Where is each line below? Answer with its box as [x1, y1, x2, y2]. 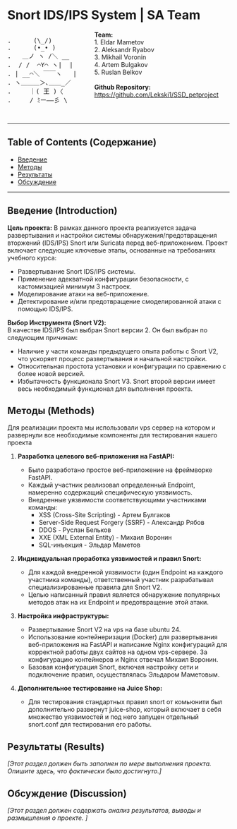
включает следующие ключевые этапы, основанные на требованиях [7, 246, 217, 254]
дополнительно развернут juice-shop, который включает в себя [28, 706, 221, 714]
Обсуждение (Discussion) [7, 787, 127, 799]
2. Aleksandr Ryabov [94, 45, 155, 54]
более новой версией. [17, 369, 85, 377]
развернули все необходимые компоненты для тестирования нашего [7, 431, 217, 440]
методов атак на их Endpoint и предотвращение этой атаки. [28, 598, 209, 607]
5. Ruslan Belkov [94, 68, 142, 76]
